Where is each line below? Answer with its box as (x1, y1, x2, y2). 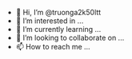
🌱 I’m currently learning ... (15, 25, 102, 33)
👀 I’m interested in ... (15, 16, 84, 26)
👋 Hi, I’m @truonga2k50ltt (15, 8, 102, 17)
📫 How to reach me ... (15, 42, 90, 51)
